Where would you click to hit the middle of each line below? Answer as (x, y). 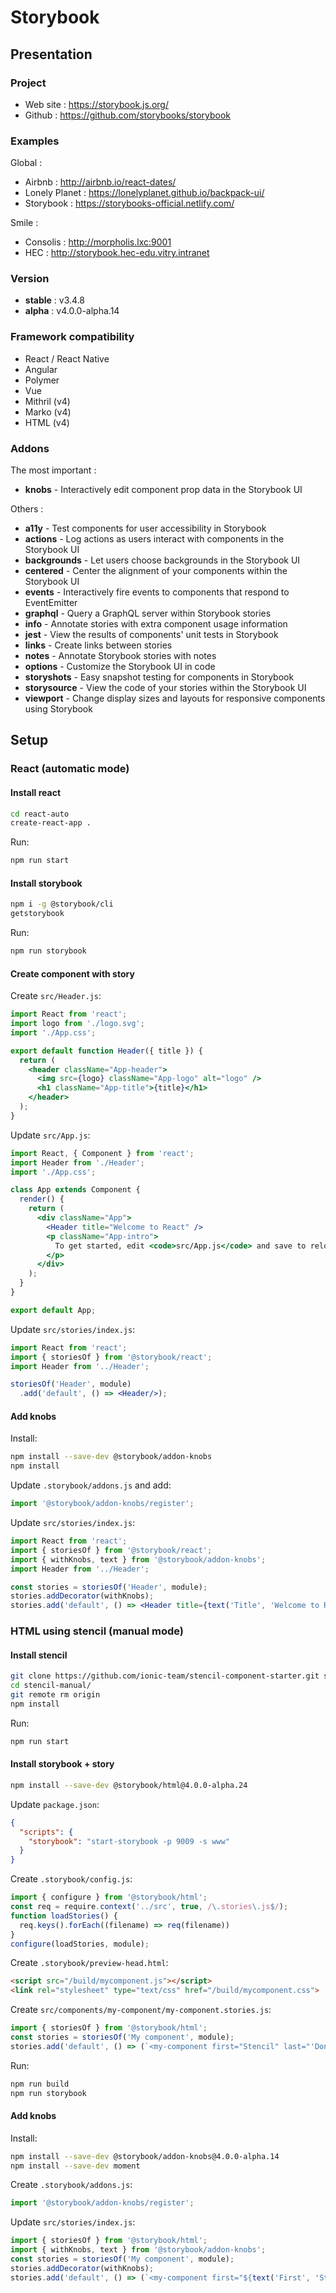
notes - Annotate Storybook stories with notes (120, 656)
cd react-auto (40, 814)
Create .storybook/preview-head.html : (89, 1963)
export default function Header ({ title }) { (106, 1051)
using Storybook (58, 709)
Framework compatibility (72, 337)
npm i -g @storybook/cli (62, 904)
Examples (35, 141)
